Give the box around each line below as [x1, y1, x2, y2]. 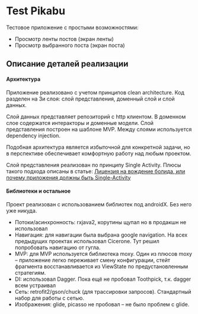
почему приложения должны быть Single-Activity [6, 174, 131, 181]
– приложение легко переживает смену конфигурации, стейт [14, 256, 171, 263]
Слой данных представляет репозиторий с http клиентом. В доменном [6, 113, 186, 120]
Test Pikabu [6, 4, 66, 18]
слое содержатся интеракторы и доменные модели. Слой [6, 119, 154, 126]
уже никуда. [6, 207, 37, 214]
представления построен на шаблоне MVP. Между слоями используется [6, 125, 192, 133]
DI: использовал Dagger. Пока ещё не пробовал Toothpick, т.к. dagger [14, 275, 191, 282]
